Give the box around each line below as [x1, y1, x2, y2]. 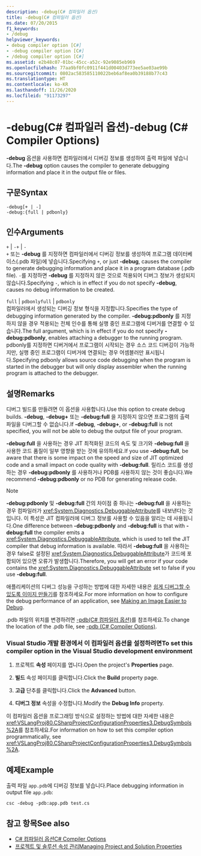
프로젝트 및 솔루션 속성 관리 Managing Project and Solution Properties [14, 843, 182, 850]
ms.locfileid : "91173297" [6, 93, 71, 99]
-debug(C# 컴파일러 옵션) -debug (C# [6, 120, 188, 134]
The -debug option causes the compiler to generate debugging [12, 162, 170, 169]
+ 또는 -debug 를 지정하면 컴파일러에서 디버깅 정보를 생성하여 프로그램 [6, 250, 172, 257]
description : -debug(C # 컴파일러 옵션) [6, 8, 98, 15]
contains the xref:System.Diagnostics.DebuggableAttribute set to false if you [6, 564, 196, 571]
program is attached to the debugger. [6, 369, 99, 377]
